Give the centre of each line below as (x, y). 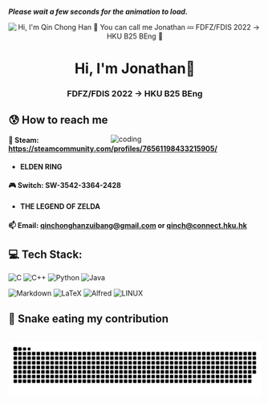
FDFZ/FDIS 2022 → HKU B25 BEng (135, 94)
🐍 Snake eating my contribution (88, 318)
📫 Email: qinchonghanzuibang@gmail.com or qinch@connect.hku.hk (128, 225)
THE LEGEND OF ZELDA (60, 206)
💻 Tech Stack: (45, 254)
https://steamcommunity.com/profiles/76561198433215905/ (113, 149)
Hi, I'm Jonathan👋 (135, 69)
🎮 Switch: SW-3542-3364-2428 (65, 186)
